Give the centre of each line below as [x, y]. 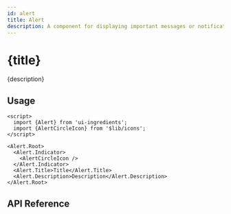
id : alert [21, 13]
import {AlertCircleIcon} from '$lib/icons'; [80, 129]
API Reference [38, 203]
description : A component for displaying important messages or [101, 26]
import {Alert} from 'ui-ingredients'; [70, 123]
